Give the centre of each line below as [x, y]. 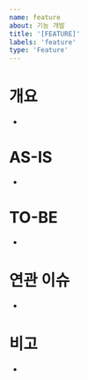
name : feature [35, 17]
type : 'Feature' [39, 50]
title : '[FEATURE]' [45, 34]
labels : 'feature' [43, 42]
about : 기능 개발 [37, 26]
